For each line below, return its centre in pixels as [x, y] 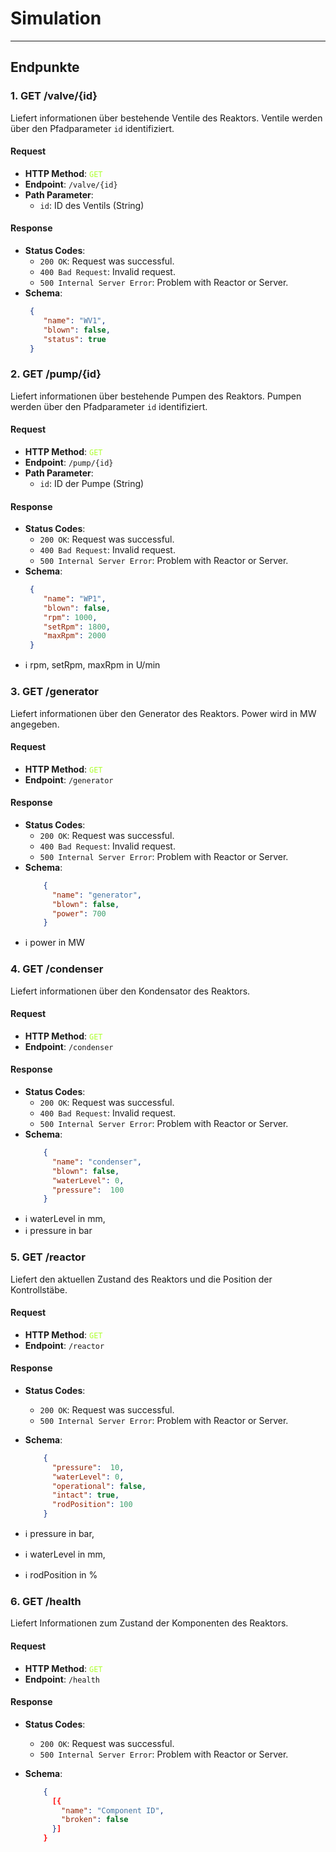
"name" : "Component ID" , [113, 1810]
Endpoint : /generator [69, 779]
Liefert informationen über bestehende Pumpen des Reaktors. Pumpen [156, 396]
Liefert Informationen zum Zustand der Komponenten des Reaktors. [149, 1623]
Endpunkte [45, 67]
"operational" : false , [99, 1486]
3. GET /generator [54, 692]
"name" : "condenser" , [96, 1162]
